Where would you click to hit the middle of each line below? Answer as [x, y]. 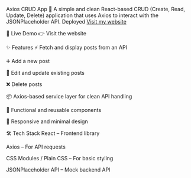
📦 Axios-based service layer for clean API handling [69, 96]
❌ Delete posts [24, 84]
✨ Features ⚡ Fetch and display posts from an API [67, 47]
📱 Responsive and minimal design [47, 121]
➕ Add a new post [28, 61]
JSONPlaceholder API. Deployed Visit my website [67, 22]
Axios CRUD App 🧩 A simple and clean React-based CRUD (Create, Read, [96, 9]
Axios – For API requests [36, 147]
